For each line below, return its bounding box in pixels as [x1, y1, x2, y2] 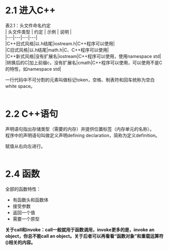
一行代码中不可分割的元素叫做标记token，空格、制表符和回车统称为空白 [5, 77, 155, 83]
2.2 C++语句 [5, 108, 58, 120]
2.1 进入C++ [5, 5, 56, 16]
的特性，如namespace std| [5, 66, 61, 72]
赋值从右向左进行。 [5, 143, 46, 149]
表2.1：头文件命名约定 [5, 22, 51, 28]
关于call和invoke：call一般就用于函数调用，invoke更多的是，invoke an [5, 227, 155, 233]
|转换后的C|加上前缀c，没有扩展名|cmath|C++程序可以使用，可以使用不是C [5, 59, 162, 66]
